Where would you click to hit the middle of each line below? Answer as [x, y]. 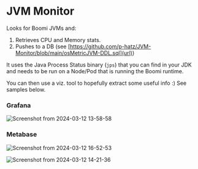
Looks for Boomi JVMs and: [41, 28]
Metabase [22, 134]
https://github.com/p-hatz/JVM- [110, 46]
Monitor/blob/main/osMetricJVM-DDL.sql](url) [74, 52]
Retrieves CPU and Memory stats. [58, 40]
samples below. [26, 89]
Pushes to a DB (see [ [43, 46]
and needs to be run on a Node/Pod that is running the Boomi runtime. [95, 71]
